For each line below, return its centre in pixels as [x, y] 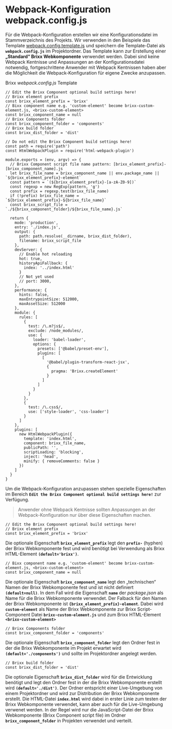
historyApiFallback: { [43, 263]
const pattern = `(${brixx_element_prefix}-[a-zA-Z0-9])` [73, 182]
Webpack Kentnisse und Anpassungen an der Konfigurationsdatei [75, 62]
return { [19, 218]
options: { [44, 344]
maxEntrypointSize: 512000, [49, 299]
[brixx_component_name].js [34, 169]
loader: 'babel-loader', [59, 340]
